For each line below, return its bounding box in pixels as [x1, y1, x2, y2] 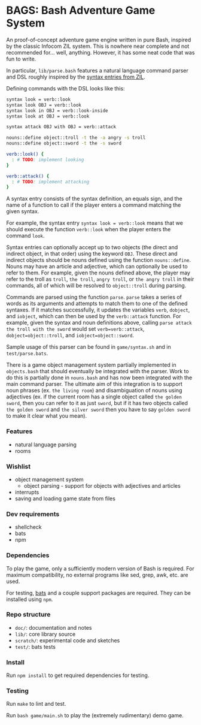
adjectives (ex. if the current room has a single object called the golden [6, 393, 182, 400]
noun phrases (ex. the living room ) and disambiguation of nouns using [6, 387, 182, 394]
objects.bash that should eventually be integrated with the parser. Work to [6, 368, 190, 375]
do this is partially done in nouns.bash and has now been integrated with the [6, 374, 193, 381]
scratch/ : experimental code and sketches [14, 636, 120, 644]
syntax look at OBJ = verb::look [6, 113, 90, 119]
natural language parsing [14, 441, 77, 448]
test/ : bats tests [14, 643, 56, 650]
